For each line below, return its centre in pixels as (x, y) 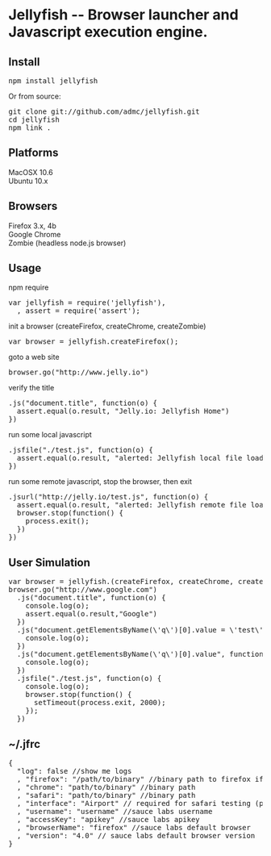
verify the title (31, 388)
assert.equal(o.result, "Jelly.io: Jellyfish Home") (123, 411)
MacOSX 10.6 (31, 172)
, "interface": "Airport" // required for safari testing (134, 804)
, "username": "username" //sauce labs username (115, 812)
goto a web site (34, 357)
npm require (29, 287)
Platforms (33, 153)
